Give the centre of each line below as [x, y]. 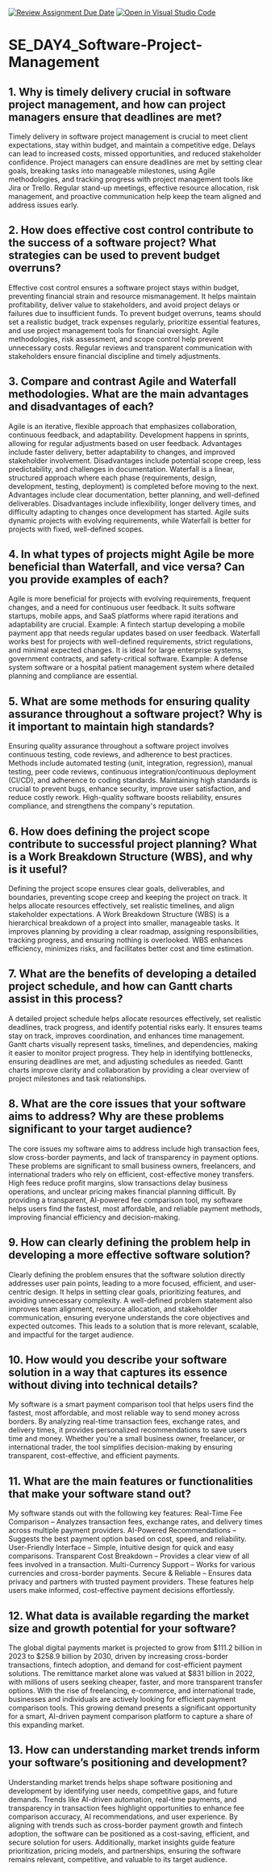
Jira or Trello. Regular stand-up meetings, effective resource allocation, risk [134, 188]
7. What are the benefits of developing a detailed [132, 974]
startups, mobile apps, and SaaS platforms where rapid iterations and [123, 616]
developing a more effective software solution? [129, 1255]
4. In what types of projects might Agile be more [131, 555]
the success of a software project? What [112, 243]
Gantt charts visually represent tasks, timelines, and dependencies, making [133, 1044]
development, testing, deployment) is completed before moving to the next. [134, 486]
